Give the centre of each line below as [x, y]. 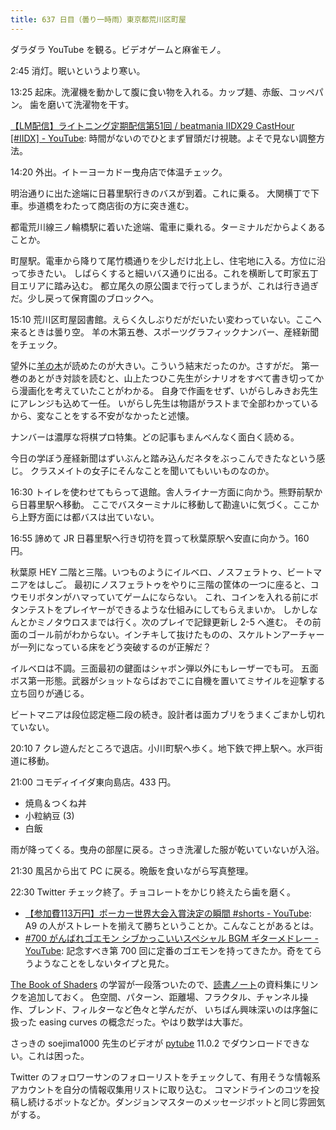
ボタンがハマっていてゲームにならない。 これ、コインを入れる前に [173, 597]
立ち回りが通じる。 [50, 693]
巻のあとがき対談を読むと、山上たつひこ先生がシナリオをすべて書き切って [163, 378]
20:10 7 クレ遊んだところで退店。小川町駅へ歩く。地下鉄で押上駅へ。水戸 [162, 748]
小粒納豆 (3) [49, 815]
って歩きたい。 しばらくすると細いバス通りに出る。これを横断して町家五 [160, 273]
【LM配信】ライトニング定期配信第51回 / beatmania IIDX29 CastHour [152, 125]
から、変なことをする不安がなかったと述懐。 [102, 415]
